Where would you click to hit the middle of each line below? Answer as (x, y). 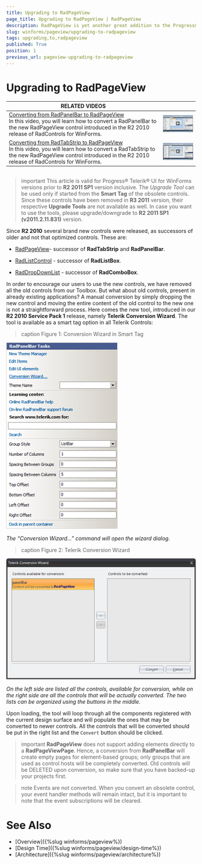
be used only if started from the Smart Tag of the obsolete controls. (105, 193)
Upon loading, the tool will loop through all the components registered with (99, 713)
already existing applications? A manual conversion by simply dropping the (99, 297)
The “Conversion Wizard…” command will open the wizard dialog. (88, 538)
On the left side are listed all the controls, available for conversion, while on (100, 689)
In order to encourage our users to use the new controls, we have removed (99, 284)
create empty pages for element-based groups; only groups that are (106, 757)
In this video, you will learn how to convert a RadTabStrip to (82, 149)
